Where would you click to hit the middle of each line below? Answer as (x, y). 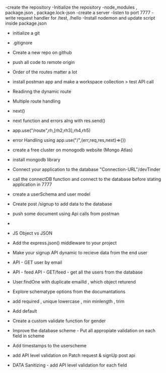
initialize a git (26, 33)
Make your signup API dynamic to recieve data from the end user (80, 253)
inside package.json (26, 23)
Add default (25, 311)
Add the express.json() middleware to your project (65, 243)
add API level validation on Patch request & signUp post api (74, 355)
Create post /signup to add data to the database (62, 204)
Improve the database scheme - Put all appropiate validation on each (84, 331)
